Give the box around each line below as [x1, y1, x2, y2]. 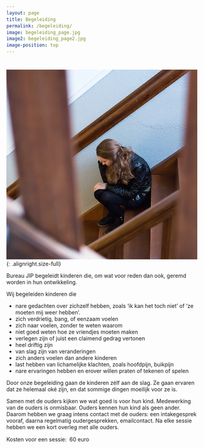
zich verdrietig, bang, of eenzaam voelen [15, 315, 119, 323]
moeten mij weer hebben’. [15, 309, 81, 316]
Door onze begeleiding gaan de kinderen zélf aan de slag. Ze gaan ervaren [6, 379, 195, 387]
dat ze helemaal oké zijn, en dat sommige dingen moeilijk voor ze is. [6, 386, 178, 393]
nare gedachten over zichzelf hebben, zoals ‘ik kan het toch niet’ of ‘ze [15, 302, 194, 310]
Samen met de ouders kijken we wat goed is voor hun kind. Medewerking [6, 398, 191, 405]
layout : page [6, 10, 40, 16]
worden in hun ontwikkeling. [6, 278, 78, 286]
